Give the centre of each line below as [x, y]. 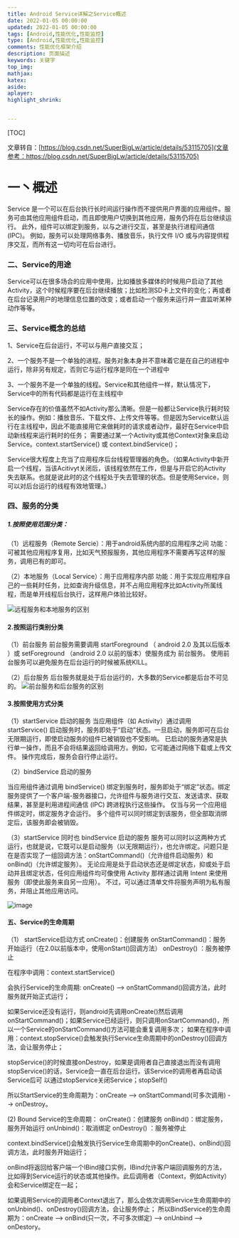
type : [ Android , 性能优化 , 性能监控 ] [56, 41]
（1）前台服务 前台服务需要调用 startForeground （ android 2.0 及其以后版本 [119, 644]
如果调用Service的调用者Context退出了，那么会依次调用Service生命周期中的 [119, 1200]
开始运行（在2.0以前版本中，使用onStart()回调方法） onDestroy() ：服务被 [116, 948]
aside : [17, 87]
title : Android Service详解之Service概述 [67, 14]
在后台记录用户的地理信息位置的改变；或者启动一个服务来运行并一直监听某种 [119, 299]
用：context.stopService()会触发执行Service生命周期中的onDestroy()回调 [115, 1038]
